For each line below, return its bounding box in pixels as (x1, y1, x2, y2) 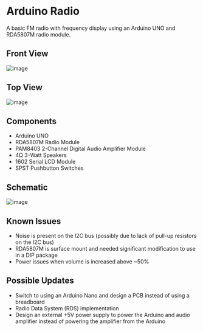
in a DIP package (15, 251, 58, 259)
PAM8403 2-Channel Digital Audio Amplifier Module (15, 145, 146, 153)
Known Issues (6, 216, 61, 226)
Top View (6, 82, 43, 92)
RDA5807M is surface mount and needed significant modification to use (15, 245, 196, 252)
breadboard (15, 298, 45, 305)
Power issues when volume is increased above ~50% (15, 258, 150, 265)
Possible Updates (6, 276, 74, 286)
